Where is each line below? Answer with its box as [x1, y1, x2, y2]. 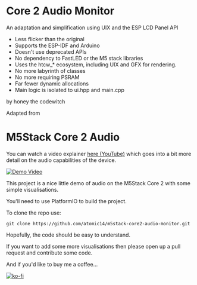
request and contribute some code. [6, 249, 93, 256]
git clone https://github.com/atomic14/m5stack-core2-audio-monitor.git [6, 220, 190, 226]
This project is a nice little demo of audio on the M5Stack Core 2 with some [6, 179, 190, 186]
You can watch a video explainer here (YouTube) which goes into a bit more [6, 150, 192, 157]
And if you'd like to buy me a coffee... [6, 261, 98, 268]
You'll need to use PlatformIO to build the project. [6, 197, 127, 204]
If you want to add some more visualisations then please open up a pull [6, 243, 181, 250]
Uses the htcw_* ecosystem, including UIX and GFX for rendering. [14, 61, 177, 68]
